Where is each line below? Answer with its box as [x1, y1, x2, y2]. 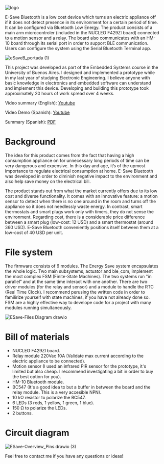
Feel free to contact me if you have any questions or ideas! [5, 453, 124, 459]
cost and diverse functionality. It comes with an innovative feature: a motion [5, 193, 158, 199]
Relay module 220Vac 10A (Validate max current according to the [12, 353, 144, 359]
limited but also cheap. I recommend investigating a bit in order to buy [12, 368, 153, 374]
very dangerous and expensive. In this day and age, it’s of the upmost [5, 162, 145, 169]
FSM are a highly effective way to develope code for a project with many [5, 299, 152, 305]
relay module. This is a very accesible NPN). [12, 389, 102, 395]
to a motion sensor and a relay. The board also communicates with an [5, 35, 146, 41]
